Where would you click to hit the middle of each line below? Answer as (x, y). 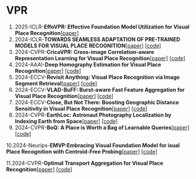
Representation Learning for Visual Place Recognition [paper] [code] (100, 58)
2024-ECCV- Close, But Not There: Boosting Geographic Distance (97, 102)
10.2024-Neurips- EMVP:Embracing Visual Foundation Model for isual (93, 145)
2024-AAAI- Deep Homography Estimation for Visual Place (88, 64)
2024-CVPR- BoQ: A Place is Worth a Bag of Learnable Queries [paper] (102, 127)
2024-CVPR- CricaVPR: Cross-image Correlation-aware (84, 52)
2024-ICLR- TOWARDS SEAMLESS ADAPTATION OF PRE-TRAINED (97, 39)
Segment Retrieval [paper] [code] (56, 83)
